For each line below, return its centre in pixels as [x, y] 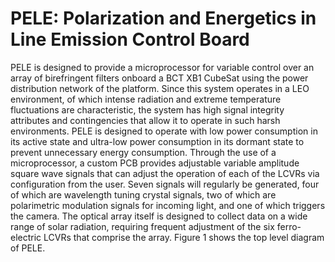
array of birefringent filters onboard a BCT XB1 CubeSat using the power [159, 78]
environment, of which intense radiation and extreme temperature [146, 99]
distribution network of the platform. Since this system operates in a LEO [160, 88]
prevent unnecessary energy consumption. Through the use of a [143, 152]
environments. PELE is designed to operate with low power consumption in [164, 131]
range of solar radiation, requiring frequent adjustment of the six [142, 226]
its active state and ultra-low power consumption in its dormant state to [157, 141]
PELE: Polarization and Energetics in [163, 18]
